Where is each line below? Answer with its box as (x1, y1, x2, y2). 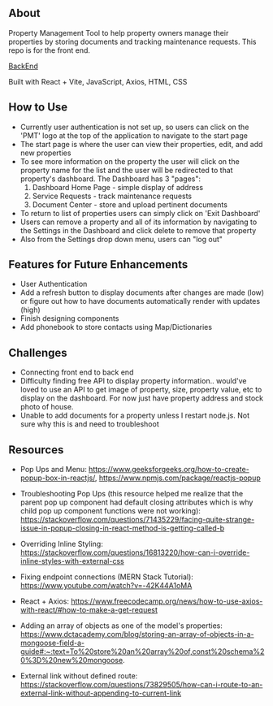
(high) (19, 305, 41, 315)
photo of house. (19, 402, 74, 412)
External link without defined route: (19, 671, 138, 681)
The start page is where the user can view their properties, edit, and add (19, 139, 263, 149)
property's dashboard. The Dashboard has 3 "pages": (19, 174, 201, 184)
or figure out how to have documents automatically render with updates (19, 297, 261, 306)
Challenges (8, 345, 67, 360)
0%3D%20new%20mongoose (19, 656, 123, 665)
